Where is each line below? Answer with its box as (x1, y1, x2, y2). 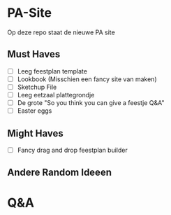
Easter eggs (17, 106, 52, 115)
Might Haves (7, 127, 64, 139)
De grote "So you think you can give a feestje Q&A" (17, 99, 165, 106)
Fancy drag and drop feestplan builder (17, 146, 128, 154)
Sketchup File (17, 83, 57, 91)
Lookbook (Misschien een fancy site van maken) (17, 75, 157, 83)
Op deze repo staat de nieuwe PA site (7, 28, 115, 36)
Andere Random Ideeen (7, 167, 112, 179)
